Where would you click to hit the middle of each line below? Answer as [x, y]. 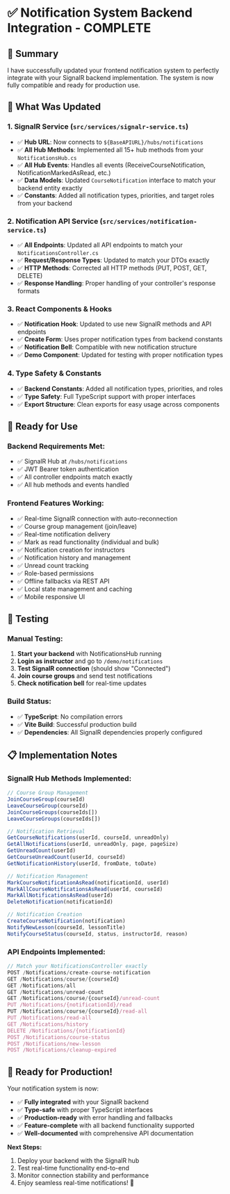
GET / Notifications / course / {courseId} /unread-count [83, 999]
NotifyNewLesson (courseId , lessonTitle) [67, 927]
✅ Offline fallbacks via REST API [63, 581]
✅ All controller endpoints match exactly [75, 477]
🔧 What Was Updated [54, 107]
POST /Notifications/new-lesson [54, 1044]
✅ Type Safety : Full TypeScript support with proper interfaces [106, 396]
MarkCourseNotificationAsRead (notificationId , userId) [88, 883]
